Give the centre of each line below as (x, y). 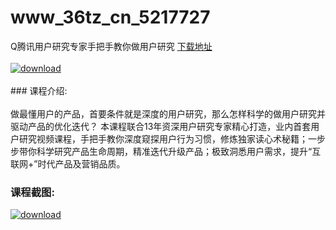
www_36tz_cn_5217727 (110, 17)
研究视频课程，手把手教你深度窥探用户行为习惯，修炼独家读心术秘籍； (163, 138)
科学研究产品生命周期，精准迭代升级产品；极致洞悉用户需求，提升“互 (179, 151)
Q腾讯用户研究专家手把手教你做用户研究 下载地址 (111, 46)
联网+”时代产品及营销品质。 (68, 163)
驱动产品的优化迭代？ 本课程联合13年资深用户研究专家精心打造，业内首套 (161, 126)
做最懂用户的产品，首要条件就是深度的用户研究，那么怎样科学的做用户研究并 (168, 113)
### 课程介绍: (39, 90)
